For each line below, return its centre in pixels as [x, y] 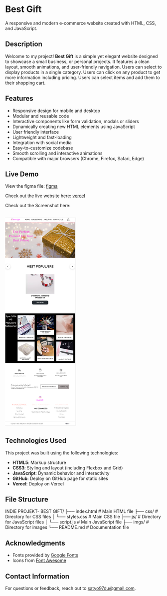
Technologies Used [36, 441]
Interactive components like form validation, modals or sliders [76, 121]
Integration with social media [42, 142]
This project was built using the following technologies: [62, 453]
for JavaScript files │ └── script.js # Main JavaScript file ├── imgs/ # [77, 522]
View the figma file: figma [31, 186]
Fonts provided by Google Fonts [45, 555]
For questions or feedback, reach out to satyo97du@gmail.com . [71, 588]
